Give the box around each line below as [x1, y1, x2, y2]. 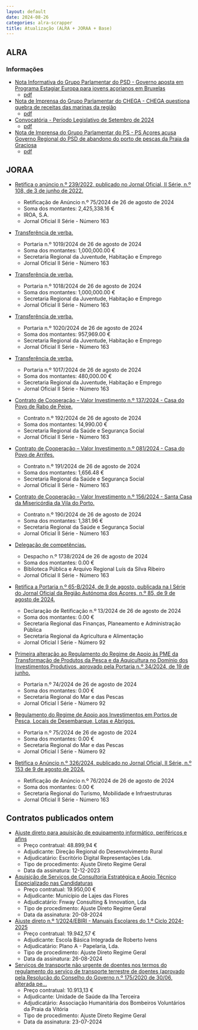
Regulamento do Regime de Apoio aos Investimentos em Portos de [14, 711, 177, 718]
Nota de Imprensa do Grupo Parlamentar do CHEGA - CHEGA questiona [14, 97, 190, 104]
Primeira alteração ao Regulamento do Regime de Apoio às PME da [14, 650, 178, 657]
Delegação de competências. [14, 541, 87, 548]
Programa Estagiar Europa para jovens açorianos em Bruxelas [14, 84, 165, 92]
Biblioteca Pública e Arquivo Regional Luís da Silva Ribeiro [23, 565, 165, 573]
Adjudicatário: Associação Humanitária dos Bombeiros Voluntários [23, 999, 186, 1006]
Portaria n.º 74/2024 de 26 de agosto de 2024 [23, 681, 137, 688]
